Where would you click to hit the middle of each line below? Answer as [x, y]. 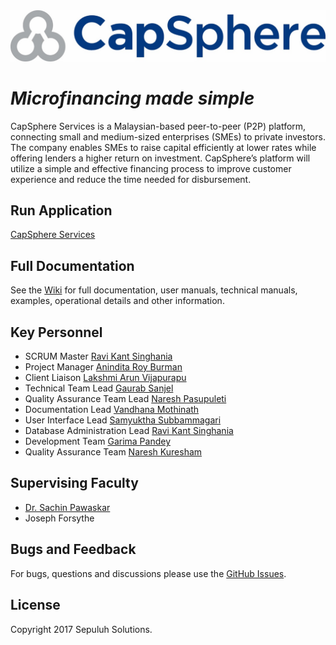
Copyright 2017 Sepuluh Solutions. [81, 629]
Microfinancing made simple [132, 98]
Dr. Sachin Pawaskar [67, 507]
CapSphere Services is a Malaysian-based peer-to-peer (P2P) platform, [158, 126]
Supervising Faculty [74, 483]
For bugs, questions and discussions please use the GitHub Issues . [148, 573]
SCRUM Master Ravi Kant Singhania [98, 356]
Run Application [61, 210]
